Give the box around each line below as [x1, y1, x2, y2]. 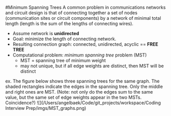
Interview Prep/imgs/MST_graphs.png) [5, 105, 87, 111]
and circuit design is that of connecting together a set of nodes [5, 10, 137, 16]
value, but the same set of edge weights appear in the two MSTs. [5, 94, 142, 100]
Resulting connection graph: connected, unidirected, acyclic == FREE [12, 41, 159, 47]
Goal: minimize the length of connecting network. [12, 36, 117, 42]
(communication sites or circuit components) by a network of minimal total [5, 15, 161, 21]
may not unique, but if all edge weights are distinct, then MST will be [20, 63, 164, 69]
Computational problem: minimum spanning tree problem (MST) [12, 52, 147, 58]
